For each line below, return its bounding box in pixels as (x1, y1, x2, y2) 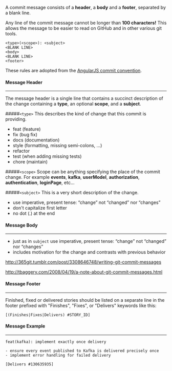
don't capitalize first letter (12, 205, 68, 211)
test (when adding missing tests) (12, 153, 82, 159)
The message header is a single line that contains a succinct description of (5, 95, 164, 101)
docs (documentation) (12, 137, 60, 143)
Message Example (5, 323, 46, 329)
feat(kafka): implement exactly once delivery (5, 339, 106, 344)
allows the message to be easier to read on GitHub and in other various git (5, 25, 162, 31)
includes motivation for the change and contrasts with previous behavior (12, 249, 166, 255)
